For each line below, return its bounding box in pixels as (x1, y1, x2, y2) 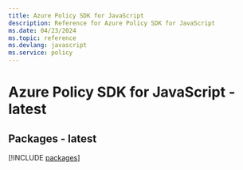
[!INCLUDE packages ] (8, 153, 80, 162)
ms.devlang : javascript (8, 42, 88, 49)
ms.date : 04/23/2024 (8, 26, 77, 34)
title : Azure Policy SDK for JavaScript (8, 11, 145, 20)
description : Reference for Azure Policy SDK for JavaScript (8, 19, 216, 27)
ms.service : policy (8, 49, 73, 57)
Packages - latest (8, 132, 97, 145)
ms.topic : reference (8, 34, 77, 42)
